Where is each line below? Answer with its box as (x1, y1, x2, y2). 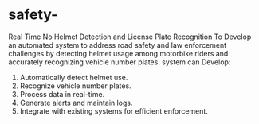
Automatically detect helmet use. (19, 72, 128, 82)
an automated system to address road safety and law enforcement (8, 40, 227, 49)
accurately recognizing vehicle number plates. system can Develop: (8, 57, 231, 67)
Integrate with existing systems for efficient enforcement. (19, 106, 209, 116)
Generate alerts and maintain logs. (19, 98, 133, 107)
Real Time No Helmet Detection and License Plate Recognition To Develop (8, 32, 252, 41)
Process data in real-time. (19, 89, 105, 99)
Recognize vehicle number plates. (19, 81, 131, 91)
